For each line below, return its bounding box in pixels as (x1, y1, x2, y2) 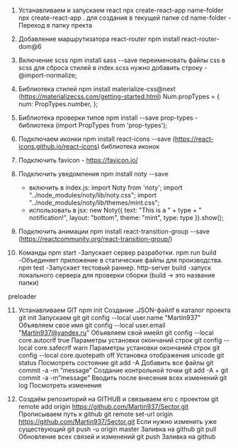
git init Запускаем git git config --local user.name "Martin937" (18, 314, 201, 321)
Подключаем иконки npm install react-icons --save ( (18, 134, 176, 143)
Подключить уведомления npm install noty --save (18, 170, 169, 178)
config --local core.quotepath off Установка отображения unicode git (18, 351, 225, 360)
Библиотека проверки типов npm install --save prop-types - (18, 113, 198, 122)
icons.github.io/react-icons (18, 142, 98, 151)
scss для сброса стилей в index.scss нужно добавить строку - (18, 64, 208, 71)
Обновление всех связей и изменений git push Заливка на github (18, 432, 216, 441)
